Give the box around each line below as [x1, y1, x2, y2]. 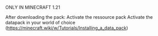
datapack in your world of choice [5, 20, 76, 25]
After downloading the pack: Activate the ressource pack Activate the [5, 14, 153, 20]
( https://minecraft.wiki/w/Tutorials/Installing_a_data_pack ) [5, 25, 128, 31]
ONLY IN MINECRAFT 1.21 [5, 5, 60, 10]
